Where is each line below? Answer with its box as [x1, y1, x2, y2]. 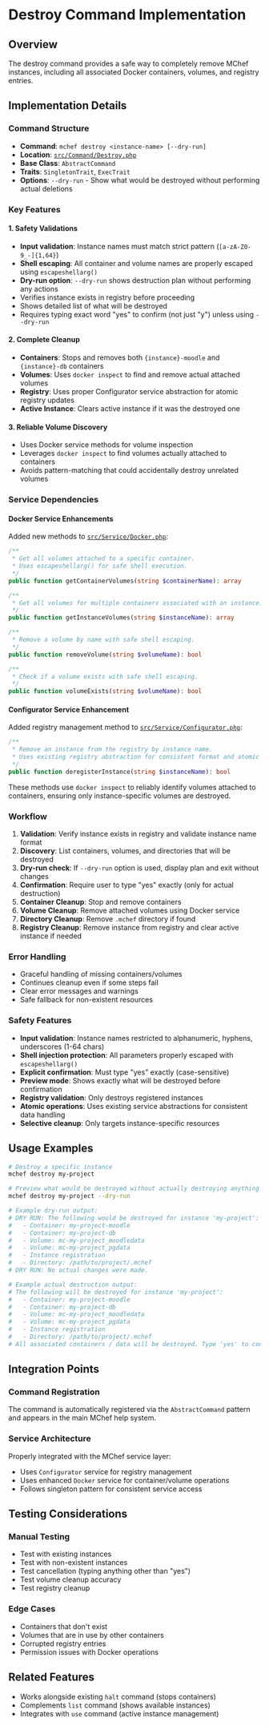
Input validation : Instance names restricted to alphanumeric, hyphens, [19, 1033, 253, 1042]
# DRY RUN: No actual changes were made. [8, 1266, 149, 1274]
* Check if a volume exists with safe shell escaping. [11, 672, 199, 680]
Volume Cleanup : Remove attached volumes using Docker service [19, 905, 240, 915]
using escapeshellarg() [19, 267, 98, 276]
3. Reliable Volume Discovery [8, 422, 108, 432]
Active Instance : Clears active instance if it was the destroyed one [19, 404, 240, 413]
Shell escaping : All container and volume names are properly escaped [19, 258, 254, 268]
